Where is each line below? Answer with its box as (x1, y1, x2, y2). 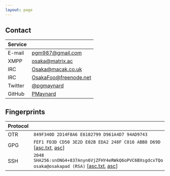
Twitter (8, 82, 24, 89)
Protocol (8, 123, 29, 130)
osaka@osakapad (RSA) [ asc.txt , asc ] (33, 162, 118, 169)
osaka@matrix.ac (31, 57, 73, 65)
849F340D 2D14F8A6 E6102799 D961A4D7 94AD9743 (33, 132, 148, 138)
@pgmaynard (31, 82, 64, 89)
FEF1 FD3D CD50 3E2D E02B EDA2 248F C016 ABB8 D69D (33, 139, 161, 145)
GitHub (8, 90, 25, 97)
